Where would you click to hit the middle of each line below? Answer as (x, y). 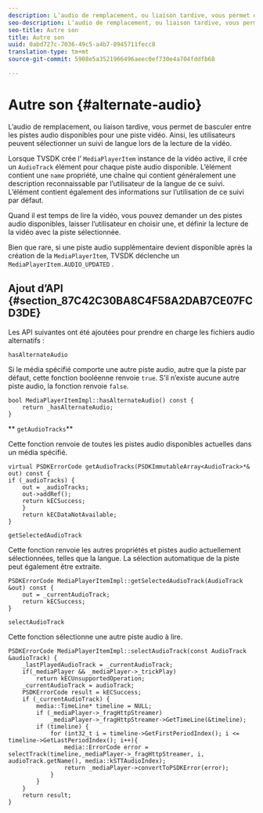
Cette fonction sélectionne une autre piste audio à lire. (95, 636)
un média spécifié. (38, 452)
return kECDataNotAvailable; (70, 515)
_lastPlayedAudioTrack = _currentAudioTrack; (98, 665)
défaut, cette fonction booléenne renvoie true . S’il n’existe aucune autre (124, 377)
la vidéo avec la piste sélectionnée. (65, 232)
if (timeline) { (63, 727)
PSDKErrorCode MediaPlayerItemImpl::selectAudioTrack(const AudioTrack (127, 651)
